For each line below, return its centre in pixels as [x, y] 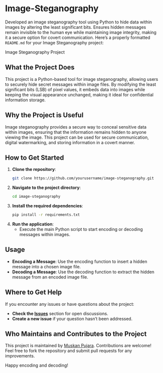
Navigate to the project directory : [46, 187]
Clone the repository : [34, 169]
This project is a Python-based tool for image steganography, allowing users [81, 79]
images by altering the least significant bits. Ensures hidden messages [76, 27]
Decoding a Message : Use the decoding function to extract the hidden [83, 272]
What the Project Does [40, 67]
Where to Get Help [34, 292]
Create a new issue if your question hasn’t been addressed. [72, 318]
